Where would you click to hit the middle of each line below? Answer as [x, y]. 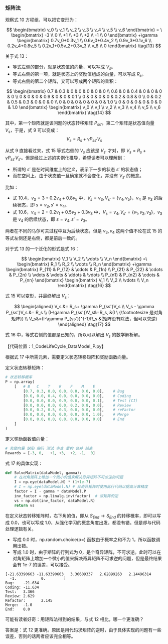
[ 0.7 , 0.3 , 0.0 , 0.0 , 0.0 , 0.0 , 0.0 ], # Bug [74, 391]
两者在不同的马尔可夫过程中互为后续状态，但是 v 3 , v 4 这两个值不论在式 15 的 [84, 231]
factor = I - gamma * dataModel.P [50, 491]
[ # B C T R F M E [55, 387]
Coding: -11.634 [22, 588]
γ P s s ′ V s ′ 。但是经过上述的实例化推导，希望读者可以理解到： [66, 158]
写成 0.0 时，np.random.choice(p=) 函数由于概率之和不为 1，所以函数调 [86, 540]
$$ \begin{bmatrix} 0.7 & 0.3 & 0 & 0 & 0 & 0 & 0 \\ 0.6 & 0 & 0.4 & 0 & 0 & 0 [84, 91]
